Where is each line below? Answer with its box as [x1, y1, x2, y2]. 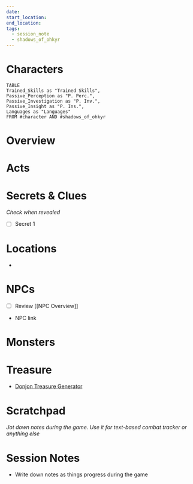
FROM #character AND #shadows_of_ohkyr [6, 113, 106, 120]
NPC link [14, 315, 37, 322]
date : [6, 8, 20, 15]
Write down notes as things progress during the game [14, 471, 148, 478]
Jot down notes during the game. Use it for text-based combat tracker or [6, 424, 187, 431]
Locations [6, 241, 57, 255]
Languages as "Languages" [6, 109, 71, 115]
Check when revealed [6, 208, 61, 216]
